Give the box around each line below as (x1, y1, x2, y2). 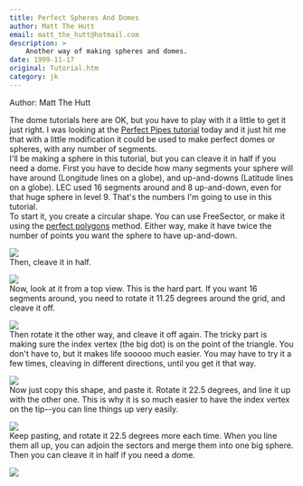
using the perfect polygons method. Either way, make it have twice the (9, 220, 272, 231)
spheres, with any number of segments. (9, 143, 158, 154)
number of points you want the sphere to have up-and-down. (9, 230, 238, 241)
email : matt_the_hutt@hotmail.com (9, 30, 140, 39)
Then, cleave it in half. (9, 256, 92, 267)
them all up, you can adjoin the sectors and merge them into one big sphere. (9, 440, 294, 451)
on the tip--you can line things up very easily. (9, 404, 179, 415)
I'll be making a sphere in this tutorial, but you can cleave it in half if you (9, 153, 277, 164)
